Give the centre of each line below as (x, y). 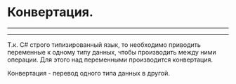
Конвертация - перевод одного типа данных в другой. (89, 73)
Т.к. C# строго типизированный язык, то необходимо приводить (104, 44)
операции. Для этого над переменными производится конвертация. (110, 59)
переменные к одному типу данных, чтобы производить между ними (112, 52)
